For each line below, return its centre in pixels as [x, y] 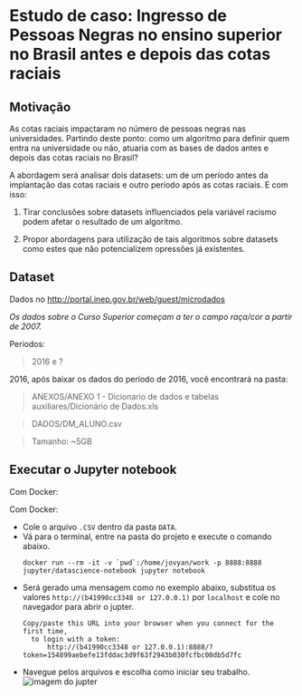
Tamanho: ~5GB [61, 441]
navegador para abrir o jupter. [78, 606]
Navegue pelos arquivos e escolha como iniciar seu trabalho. [136, 672]
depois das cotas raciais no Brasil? [74, 158]
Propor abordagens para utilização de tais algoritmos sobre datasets [150, 239]
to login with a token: [75, 639]
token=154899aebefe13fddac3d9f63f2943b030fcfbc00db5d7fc [132, 655]
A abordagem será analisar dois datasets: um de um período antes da [139, 175]
